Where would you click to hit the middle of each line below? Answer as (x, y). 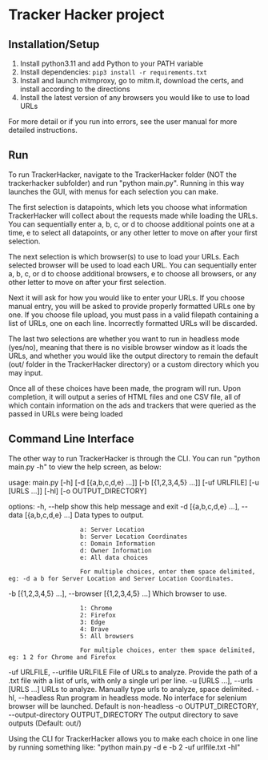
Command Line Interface (71, 439)
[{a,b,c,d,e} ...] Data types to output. (84, 515)
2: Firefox (98, 615)
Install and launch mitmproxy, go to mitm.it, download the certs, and (132, 80)
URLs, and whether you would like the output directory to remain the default (133, 356)
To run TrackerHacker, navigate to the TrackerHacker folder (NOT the (123, 175)
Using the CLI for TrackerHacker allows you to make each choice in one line (133, 738)
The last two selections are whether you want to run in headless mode (124, 339)
